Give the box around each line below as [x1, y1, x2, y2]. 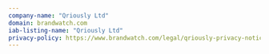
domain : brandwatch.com [8, 19, 88, 27]
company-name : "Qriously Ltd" [8, 11, 110, 20]
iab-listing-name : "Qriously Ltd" [8, 26, 124, 34]
